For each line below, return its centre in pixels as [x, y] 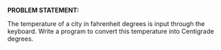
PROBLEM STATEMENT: [43, 10]
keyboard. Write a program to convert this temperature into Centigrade [111, 31]
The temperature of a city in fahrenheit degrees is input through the [106, 24]
